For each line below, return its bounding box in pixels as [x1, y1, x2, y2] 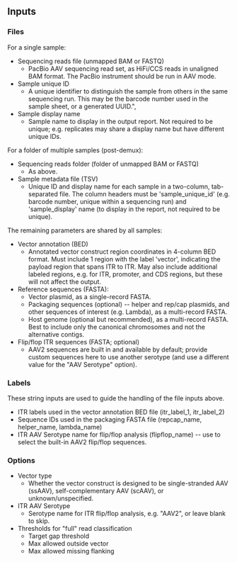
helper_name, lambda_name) [17, 422, 103, 431]
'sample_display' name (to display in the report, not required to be [28, 205, 221, 213]
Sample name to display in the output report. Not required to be [28, 117, 214, 125]
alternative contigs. [28, 330, 85, 339]
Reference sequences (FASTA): [17, 285, 109, 293]
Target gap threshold [28, 532, 90, 541]
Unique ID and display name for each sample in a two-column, [28, 182, 210, 191]
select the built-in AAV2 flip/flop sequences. [17, 437, 147, 446]
